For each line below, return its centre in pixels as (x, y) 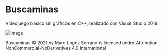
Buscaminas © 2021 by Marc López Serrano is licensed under (70, 43)
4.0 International (89, 48)
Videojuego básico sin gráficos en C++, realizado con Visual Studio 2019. (82, 23)
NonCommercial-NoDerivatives (38, 48)
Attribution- (148, 43)
